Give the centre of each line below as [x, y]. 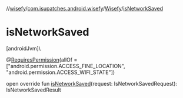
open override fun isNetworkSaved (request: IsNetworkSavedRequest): [92, 83]
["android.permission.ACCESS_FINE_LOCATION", [66, 66]
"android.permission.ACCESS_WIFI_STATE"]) [61, 72]
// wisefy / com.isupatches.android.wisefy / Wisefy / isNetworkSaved [85, 9]
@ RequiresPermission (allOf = [42, 60]
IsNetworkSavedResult [34, 90]
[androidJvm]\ [24, 48]
